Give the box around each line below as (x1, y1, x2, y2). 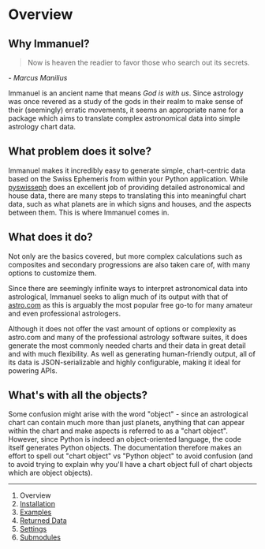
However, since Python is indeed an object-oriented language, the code (8, 435, 242, 444)
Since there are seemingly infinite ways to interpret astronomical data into (8, 283, 248, 293)
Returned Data (19, 516, 67, 525)
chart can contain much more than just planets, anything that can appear (8, 418, 245, 428)
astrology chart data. (8, 122, 77, 131)
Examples (19, 507, 52, 517)
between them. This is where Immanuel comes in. (8, 207, 170, 217)
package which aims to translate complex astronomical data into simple (8, 114, 241, 123)
